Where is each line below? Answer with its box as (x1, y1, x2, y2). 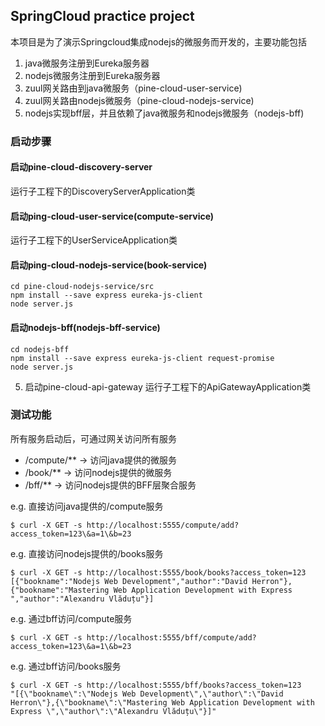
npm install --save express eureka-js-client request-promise (10, 353, 275, 363)
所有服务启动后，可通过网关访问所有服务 (10, 432, 177, 444)
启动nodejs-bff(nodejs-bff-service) (10, 321, 161, 333)
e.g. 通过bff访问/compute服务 (10, 612, 133, 624)
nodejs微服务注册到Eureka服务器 (24, 69, 161, 81)
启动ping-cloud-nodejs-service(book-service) (10, 259, 208, 271)
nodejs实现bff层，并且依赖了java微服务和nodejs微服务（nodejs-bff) (24, 107, 305, 119)
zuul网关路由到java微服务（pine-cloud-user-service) (24, 82, 243, 94)
